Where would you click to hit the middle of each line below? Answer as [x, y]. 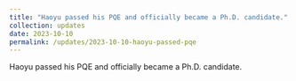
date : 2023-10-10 [41, 33]
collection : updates [48, 26]
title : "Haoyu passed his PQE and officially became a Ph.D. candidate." [149, 17]
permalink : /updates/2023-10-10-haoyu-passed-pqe [103, 42]
